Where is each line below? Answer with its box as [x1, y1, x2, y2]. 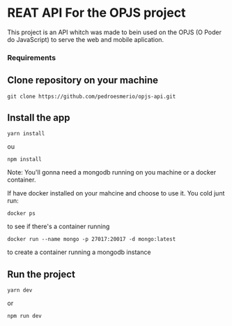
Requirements [7, 52, 56, 62]
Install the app [7, 112, 71, 124]
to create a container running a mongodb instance [7, 248, 151, 256]
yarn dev [7, 287, 33, 294]
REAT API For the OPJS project [7, 5, 186, 21]
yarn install [7, 131, 45, 138]
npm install [7, 156, 42, 163]
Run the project [7, 268, 75, 280]
